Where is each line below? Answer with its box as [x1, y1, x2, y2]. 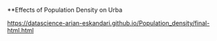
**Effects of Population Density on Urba [7, 6, 123, 14]
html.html [7, 27, 35, 34]
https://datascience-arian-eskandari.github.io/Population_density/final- [7, 19, 210, 27]
